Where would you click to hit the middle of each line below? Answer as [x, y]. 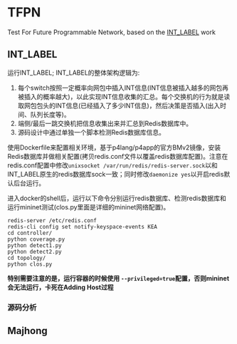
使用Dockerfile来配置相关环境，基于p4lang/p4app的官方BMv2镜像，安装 [114, 147]
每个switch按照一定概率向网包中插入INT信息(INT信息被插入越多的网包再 [123, 88]
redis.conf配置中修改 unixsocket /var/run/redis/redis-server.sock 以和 [113, 165]
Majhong [27, 331]
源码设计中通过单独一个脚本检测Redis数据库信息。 [91, 132]
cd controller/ [30, 233]
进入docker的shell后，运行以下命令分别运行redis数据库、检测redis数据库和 [117, 198]
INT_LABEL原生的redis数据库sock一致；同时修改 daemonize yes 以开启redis [116, 174]
